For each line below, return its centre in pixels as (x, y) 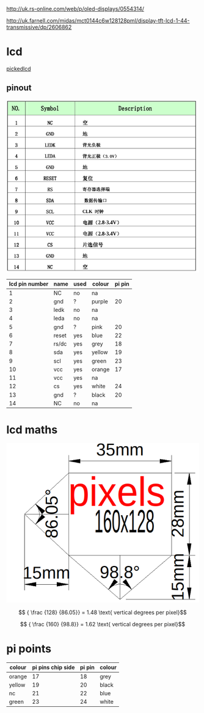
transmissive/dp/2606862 (39, 27)
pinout (19, 88)
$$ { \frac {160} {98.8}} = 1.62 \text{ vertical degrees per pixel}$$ (103, 624)
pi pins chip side (53, 667)
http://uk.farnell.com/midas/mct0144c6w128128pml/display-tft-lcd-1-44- (98, 20)
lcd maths (32, 429)
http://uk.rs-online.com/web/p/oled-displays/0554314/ (75, 9)
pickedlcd (19, 68)
